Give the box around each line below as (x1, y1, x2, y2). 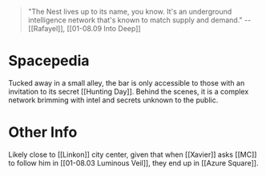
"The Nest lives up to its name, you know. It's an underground (27, 7, 232, 16)
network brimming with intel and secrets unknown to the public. (8, 95, 219, 105)
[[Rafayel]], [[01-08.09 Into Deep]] (27, 24, 142, 33)
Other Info (8, 123, 78, 142)
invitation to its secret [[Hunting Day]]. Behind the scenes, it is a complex (8, 86, 249, 96)
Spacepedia (8, 52, 90, 70)
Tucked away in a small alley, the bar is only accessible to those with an (8, 78, 245, 87)
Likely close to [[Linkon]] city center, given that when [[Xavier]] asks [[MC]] (8, 150, 257, 159)
